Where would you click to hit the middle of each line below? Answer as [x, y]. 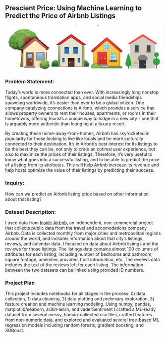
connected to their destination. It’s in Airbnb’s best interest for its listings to [81, 144]
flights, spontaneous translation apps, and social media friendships [74, 97]
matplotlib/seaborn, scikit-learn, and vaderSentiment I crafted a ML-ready [81, 309]
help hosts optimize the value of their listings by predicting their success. [80, 170]
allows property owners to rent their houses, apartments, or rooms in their [81, 113]
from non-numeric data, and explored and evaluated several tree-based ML [82, 320]
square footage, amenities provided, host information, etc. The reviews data [83, 259]
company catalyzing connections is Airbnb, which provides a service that [80, 108]
